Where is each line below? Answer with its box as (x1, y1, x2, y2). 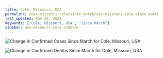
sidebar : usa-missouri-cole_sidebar (5, 25, 79, 30)
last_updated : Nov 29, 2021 (5, 16, 62, 21)
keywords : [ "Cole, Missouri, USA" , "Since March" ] (5, 20, 110, 26)
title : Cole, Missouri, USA (5, 7, 62, 12)
